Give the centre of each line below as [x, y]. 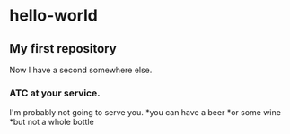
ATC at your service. [55, 93]
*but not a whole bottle [52, 122]
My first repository [63, 49]
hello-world [54, 16]
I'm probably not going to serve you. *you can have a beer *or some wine [145, 113]
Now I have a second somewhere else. [81, 70]
